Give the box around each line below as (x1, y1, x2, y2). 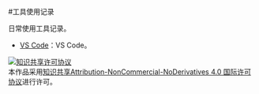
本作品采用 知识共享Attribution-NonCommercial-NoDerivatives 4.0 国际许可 (8, 67, 251, 77)
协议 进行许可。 (8, 77, 57, 86)
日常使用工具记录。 (8, 24, 71, 33)
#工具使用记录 (8, 7, 54, 16)
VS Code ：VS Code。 (19, 40, 92, 50)
